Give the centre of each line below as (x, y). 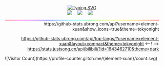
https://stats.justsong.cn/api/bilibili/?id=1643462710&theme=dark (93, 49)
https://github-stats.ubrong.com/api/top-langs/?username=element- (90, 38)
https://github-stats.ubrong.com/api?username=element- (101, 24)
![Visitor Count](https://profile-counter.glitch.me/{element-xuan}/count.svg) (81, 58)
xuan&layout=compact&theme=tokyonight (102, 44)
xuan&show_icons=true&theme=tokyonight (116, 29)
